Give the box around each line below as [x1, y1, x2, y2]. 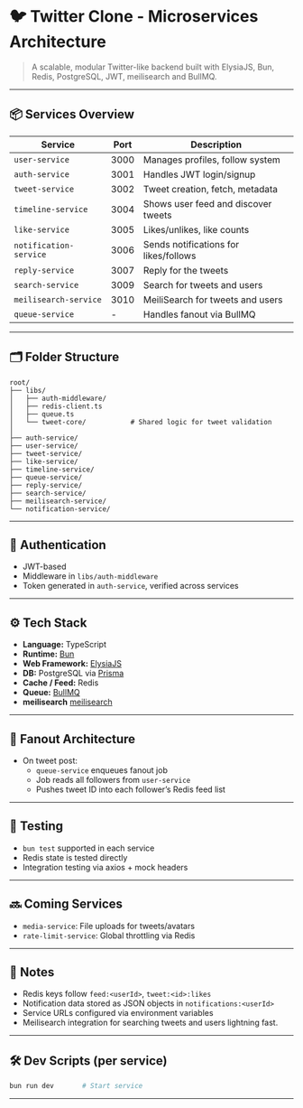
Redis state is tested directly [22, 852, 128, 862]
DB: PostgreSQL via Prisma [22, 668, 124, 679]
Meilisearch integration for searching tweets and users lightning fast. [22, 1017, 279, 1029]
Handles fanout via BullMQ [142, 308, 256, 321]
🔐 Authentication [9, 537, 106, 553]
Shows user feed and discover [142, 197, 272, 209]
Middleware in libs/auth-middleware [22, 571, 159, 582]
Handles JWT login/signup [142, 168, 256, 181]
